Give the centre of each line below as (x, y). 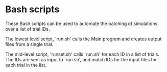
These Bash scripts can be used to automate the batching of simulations (81, 23)
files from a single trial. (29, 44)
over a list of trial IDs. (28, 29)
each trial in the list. (26, 65)
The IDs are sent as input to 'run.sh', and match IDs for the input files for (81, 59)
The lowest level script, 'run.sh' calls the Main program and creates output (83, 39)
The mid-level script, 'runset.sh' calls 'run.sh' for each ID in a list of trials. (82, 54)
